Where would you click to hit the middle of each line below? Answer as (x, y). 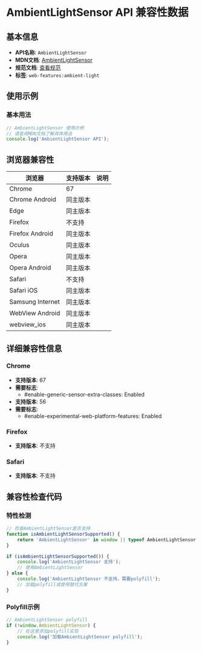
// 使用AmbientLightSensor (50, 568)
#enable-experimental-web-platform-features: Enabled (93, 416)
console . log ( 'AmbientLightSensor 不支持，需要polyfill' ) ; (89, 579)
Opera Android (30, 268)
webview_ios (28, 325)
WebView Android (35, 313)
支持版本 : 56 (31, 402)
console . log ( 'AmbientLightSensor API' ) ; (58, 139)
